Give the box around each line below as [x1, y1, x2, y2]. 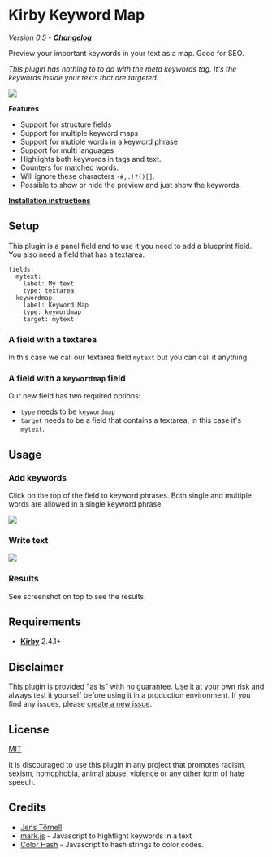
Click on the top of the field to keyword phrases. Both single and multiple [8, 490, 252, 501]
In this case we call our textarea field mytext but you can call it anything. [8, 352, 249, 363]
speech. [8, 777, 36, 787]
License [8, 722, 50, 737]
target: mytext [23, 315, 75, 323]
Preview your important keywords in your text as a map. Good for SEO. [8, 48, 245, 58]
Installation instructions [8, 195, 91, 205]
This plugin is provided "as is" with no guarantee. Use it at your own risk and [8, 681, 265, 692]
